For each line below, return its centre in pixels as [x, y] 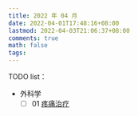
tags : [17, 53]
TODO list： [28, 76]
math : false [28, 46]
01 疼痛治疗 [51, 104]
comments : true [34, 38]
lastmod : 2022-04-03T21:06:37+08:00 [69, 30]
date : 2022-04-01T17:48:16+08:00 [64, 23]
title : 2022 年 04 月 [43, 16]
